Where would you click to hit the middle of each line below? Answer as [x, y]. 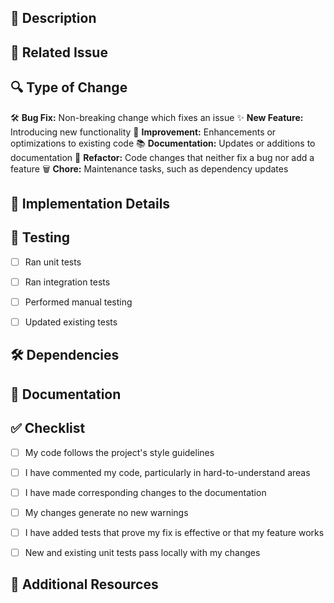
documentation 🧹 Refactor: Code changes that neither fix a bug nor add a [162, 157]
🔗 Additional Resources [84, 584]
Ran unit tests [53, 262]
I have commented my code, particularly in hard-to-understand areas [167, 472]
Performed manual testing [78, 302]
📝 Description [53, 18]
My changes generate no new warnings [106, 512]
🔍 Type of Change [69, 87]
